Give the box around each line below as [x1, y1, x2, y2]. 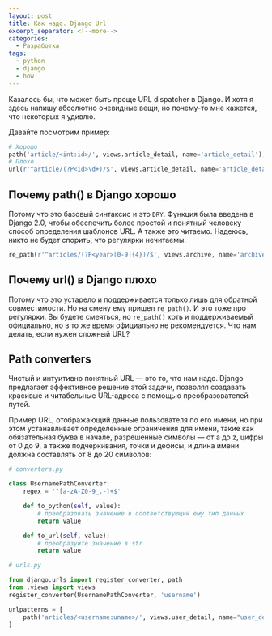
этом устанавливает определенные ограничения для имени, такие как [8, 424, 254, 434]
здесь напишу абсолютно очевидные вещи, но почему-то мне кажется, [8, 103, 257, 112]
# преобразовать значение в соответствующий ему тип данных [37, 509, 244, 518]
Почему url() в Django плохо [8, 273, 158, 287]
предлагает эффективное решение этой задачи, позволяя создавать [8, 382, 247, 392]
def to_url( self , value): [23, 532, 111, 540]
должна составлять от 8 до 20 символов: [8, 450, 152, 460]
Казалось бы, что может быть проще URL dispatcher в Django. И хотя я [8, 94, 253, 104]
